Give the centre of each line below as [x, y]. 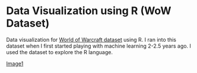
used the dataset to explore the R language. [60, 52]
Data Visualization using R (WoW [89, 11]
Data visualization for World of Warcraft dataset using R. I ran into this [91, 39]
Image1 [15, 64]
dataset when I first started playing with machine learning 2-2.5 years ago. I [99, 46]
